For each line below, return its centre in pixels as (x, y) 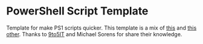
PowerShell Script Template (77, 11)
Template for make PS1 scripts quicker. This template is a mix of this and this (101, 28)
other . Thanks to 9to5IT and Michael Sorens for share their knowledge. (94, 34)
